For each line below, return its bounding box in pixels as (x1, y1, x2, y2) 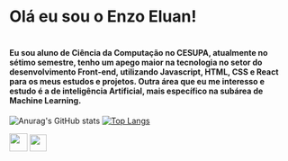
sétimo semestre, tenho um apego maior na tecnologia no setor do (9, 57, 263, 68)
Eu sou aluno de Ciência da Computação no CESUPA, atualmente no (9, 48, 268, 58)
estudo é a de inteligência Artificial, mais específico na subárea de (9, 85, 264, 96)
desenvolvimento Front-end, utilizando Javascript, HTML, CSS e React (9, 67, 279, 77)
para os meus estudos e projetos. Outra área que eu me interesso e (9, 76, 265, 87)
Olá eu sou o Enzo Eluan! (9, 6, 197, 27)
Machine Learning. (9, 95, 82, 106)
